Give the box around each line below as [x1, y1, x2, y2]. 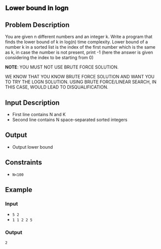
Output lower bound [12, 144, 53, 150]
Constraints [5, 158, 42, 167]
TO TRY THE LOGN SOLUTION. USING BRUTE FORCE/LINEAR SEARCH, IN [5, 79, 157, 85]
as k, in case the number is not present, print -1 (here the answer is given [5, 49, 154, 56]
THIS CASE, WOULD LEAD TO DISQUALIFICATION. [5, 84, 108, 90]
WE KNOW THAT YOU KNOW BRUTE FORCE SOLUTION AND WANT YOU [5, 74, 155, 80]
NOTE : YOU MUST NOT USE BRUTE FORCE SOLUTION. [5, 64, 119, 70]
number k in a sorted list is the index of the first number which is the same [5, 44, 156, 50]
